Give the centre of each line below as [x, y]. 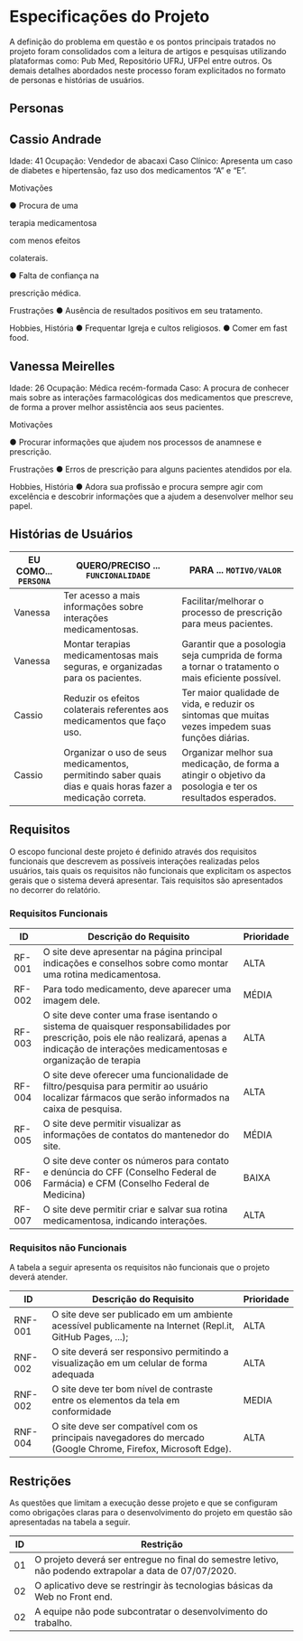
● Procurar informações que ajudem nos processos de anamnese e [136, 442]
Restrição [162, 1544]
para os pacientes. [102, 678]
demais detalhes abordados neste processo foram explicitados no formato [147, 70]
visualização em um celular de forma [129, 1364]
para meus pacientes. [227, 624]
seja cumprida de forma [232, 655]
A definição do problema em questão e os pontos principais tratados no [143, 42]
